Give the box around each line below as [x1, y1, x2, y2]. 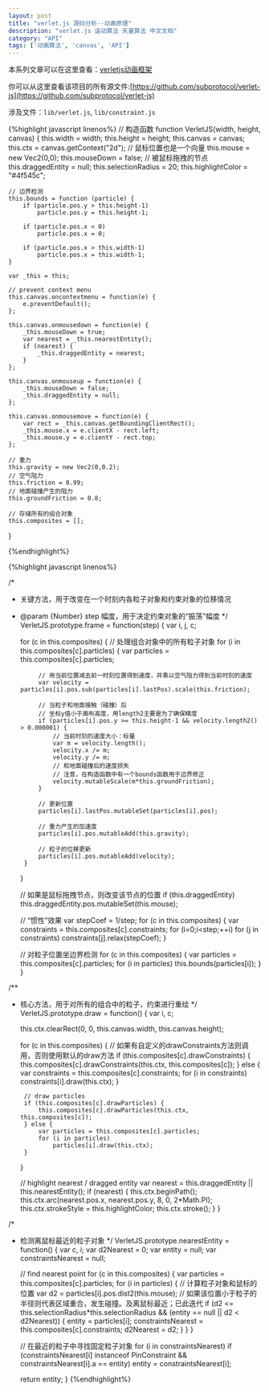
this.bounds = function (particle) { [8, 194, 135, 203]
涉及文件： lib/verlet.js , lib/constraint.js [8, 108, 156, 117]
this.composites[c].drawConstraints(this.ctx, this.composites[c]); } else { [19, 1059, 261, 1069]
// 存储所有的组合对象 [8, 510, 74, 518]
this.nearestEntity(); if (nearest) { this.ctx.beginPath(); [19, 1186, 198, 1197]
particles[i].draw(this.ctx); [52, 1141, 154, 1149]
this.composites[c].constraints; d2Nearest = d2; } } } [19, 1325, 194, 1334]
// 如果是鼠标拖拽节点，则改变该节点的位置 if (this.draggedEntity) [19, 890, 235, 900]
